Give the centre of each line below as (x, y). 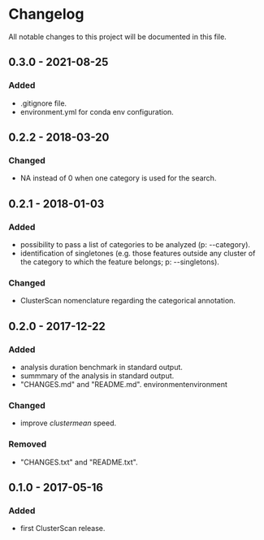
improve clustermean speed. (68, 423)
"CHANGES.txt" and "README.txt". (79, 462)
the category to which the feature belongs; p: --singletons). (119, 262)
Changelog (46, 14)
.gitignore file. (43, 103)
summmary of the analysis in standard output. (97, 376)
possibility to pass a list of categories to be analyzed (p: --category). (135, 244)
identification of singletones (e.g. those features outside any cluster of (138, 253)
